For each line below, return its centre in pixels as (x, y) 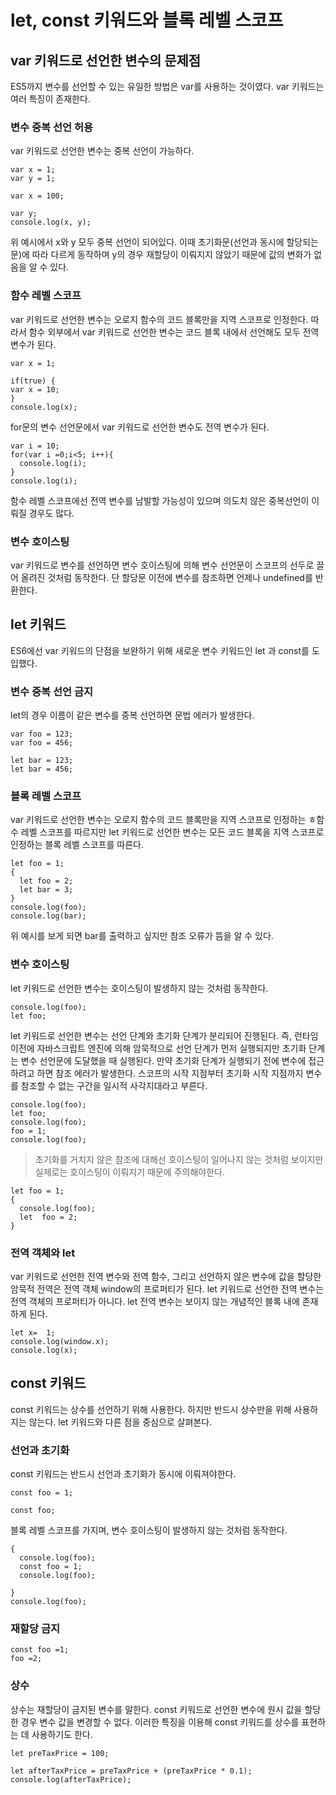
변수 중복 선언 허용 (52, 127)
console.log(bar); (48, 916)
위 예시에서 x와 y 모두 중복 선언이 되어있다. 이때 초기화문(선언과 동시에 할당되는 (165, 242)
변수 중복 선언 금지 (52, 691)
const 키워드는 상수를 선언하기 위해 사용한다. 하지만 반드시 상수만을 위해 (151, 1409)
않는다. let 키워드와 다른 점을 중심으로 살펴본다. (120, 1422)
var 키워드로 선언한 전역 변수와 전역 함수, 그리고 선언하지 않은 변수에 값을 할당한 (166, 1276)
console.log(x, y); (51, 222)
